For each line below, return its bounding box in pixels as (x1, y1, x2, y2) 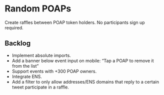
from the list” (11, 63, 39, 69)
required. (4, 24, 23, 30)
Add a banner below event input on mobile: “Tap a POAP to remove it (11, 58, 154, 64)
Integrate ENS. (11, 73, 42, 80)
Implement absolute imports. (11, 52, 71, 58)
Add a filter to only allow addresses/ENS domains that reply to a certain (11, 79, 159, 85)
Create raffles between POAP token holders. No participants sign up (4, 19, 145, 25)
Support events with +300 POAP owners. (11, 68, 97, 74)
